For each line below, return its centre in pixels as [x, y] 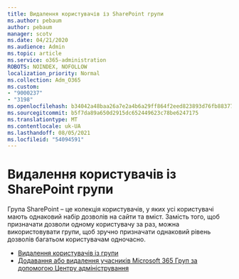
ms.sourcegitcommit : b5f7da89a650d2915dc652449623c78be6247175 [103, 113]
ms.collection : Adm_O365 [44, 80]
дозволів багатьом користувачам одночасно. [76, 239]
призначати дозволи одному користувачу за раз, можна [94, 224]
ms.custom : [23, 87]
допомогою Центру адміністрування [73, 268]
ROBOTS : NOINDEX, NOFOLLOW [47, 67]
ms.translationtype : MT [43, 119]
